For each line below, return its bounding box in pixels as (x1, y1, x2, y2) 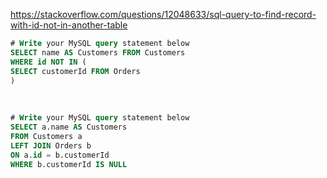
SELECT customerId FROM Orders (10, 66, 141, 76)
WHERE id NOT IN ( (10, 57, 87, 67)
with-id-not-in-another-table (10, 19, 128, 31)
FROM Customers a (10, 132, 83, 142)
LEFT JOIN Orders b (10, 141, 92, 151)
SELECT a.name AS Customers (10, 122, 128, 133)
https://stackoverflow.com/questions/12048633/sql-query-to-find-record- (10, 9, 317, 20)
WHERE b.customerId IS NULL (10, 159, 128, 169)
